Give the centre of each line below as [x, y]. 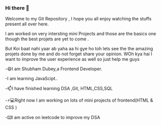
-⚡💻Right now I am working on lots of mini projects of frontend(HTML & [79, 100]
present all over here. [27, 24]
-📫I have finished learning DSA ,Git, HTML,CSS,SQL [59, 89]
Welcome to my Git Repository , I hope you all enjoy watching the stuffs [79, 19]
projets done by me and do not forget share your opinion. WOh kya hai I [79, 54]
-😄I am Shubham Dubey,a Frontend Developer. [54, 69]
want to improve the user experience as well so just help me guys [72, 59]
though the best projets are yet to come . [47, 39]
